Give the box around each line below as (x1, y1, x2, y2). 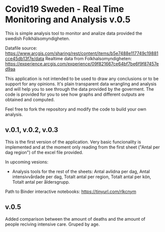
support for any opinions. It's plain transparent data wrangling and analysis (5, 80, 157, 87)
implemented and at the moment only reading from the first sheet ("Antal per (5, 144, 160, 150)
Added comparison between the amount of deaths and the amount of (5, 216, 146, 222)
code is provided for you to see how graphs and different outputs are (5, 91, 145, 97)
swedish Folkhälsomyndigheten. (5, 36, 70, 41)
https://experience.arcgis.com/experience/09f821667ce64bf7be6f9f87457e (5, 61, 159, 67)
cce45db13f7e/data (5, 55, 45, 61)
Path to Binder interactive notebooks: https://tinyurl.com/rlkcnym (5, 189, 137, 194)
